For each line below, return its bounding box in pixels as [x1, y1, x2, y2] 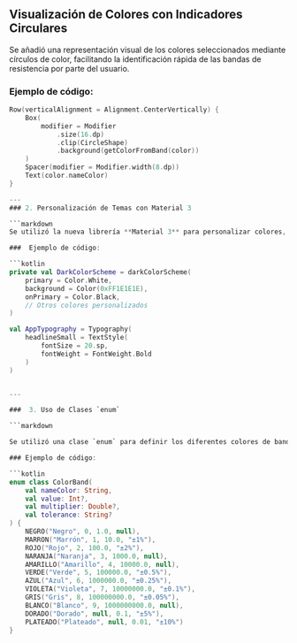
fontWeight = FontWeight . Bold [41, 349, 152, 358]
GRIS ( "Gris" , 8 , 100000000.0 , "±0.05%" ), [25, 593, 179, 602]
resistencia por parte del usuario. [9, 63, 130, 73]
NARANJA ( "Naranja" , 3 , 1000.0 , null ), [25, 552, 168, 561]
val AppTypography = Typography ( [9, 325, 133, 334]
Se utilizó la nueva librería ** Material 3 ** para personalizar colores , [9, 227, 287, 237]
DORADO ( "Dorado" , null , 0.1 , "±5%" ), [25, 609, 164, 618]
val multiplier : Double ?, [25, 502, 121, 511]
